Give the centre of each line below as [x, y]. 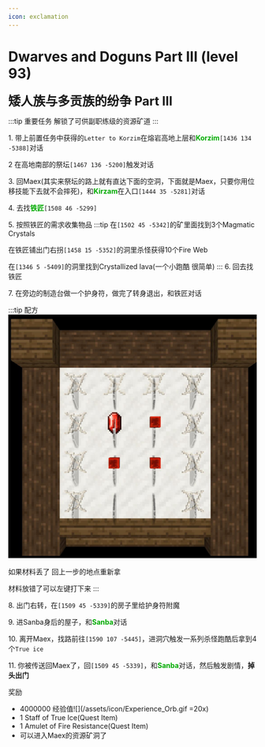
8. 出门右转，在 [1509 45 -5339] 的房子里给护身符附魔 [94, 605]
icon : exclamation [38, 17]
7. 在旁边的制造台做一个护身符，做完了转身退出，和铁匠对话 [105, 293]
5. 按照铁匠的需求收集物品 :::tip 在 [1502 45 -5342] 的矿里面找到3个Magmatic [131, 224]
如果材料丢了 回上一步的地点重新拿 [64, 572]
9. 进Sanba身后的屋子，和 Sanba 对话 [68, 622]
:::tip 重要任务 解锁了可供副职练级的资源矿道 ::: [84, 121]
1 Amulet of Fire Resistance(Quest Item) [84, 726]
